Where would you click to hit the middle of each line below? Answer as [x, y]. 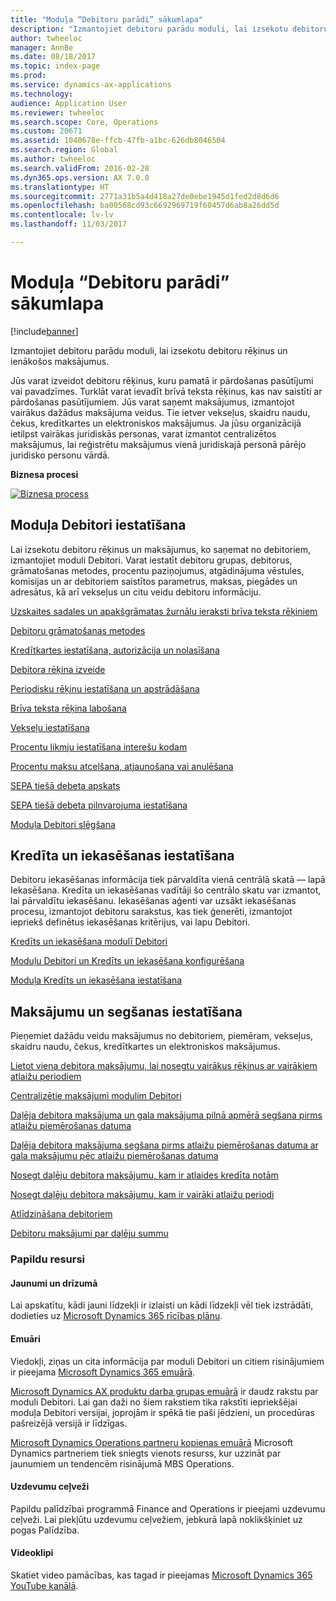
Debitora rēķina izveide [58, 669]
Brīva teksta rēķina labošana [68, 708]
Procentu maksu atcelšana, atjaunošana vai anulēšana [122, 766]
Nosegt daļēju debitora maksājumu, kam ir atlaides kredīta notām [144, 1175]
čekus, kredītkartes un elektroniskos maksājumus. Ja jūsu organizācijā [156, 423]
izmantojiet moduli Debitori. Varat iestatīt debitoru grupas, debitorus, [151, 560]
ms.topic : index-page [55, 66]
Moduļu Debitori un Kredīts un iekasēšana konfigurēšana [127, 961]
